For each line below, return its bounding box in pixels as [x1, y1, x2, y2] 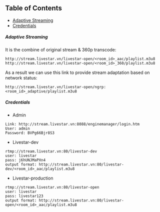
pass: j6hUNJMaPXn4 [5, 157, 46, 162]
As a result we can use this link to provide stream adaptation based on [5, 69, 150, 75]
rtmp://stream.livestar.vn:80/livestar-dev [5, 148, 97, 154]
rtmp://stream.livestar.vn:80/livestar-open [5, 184, 99, 189]
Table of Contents [5, 4, 62, 12]
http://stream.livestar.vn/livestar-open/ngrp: [5, 84, 106, 89]
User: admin [5, 126, 30, 131]
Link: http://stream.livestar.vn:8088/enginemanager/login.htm [5, 121, 140, 126]
